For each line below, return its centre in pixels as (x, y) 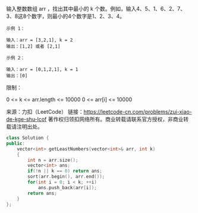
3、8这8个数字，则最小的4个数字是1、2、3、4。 (65, 16)
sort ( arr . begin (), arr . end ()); (66, 177)
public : (16, 143)
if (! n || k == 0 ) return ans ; (65, 171)
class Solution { (28, 138)
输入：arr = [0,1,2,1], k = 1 (42, 70)
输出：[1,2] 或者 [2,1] (33, 46)
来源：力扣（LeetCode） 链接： (45, 112)
